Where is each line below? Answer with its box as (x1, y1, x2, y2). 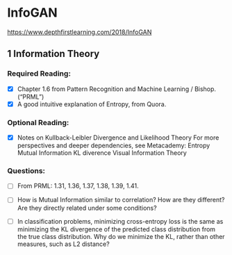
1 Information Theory (7, 48, 100, 60)
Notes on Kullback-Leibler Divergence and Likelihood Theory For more (17, 133, 219, 142)
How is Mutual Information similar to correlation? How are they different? (17, 196, 225, 204)
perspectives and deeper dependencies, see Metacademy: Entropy (17, 141, 210, 150)
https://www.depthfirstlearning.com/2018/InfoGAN (7, 28, 152, 36)
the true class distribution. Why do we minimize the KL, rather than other (17, 232, 225, 240)
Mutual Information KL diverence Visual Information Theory (17, 149, 188, 157)
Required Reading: (7, 69, 72, 79)
